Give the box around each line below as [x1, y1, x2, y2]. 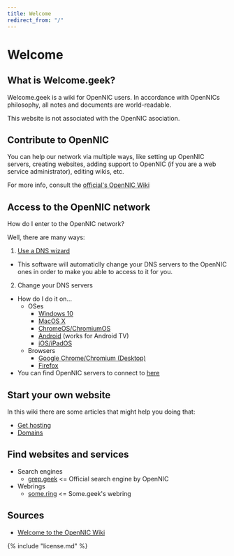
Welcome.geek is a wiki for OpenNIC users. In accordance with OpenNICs [7, 93, 220, 101]
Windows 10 [38, 310, 73, 318]
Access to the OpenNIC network [7, 201, 151, 213]
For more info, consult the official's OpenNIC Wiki [7, 181, 150, 189]
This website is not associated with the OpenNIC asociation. [7, 114, 180, 122]
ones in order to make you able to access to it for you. [17, 268, 173, 276]
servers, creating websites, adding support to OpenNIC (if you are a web [7, 160, 217, 168]
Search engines [17, 467, 63, 475]
